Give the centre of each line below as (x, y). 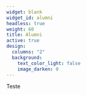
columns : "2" (28, 52)
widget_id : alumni (30, 18)
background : (27, 58)
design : (16, 47)
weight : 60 (20, 29)
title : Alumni (25, 35)
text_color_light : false (49, 63)
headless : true (26, 23)
